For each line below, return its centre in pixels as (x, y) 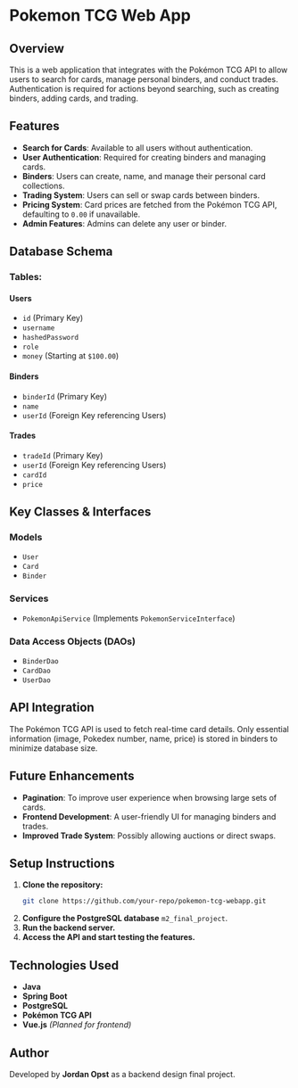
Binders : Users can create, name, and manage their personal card (144, 176)
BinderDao (41, 662)
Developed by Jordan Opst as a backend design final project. (122, 1074)
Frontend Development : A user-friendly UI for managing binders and (149, 816)
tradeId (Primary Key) (62, 455)
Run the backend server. (69, 927)
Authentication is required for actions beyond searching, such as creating (144, 89)
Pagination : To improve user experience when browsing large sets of (149, 797)
